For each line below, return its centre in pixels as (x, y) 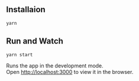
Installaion (26, 10)
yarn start (20, 55)
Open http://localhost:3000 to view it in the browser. (70, 72)
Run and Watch (35, 41)
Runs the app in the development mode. (55, 65)
